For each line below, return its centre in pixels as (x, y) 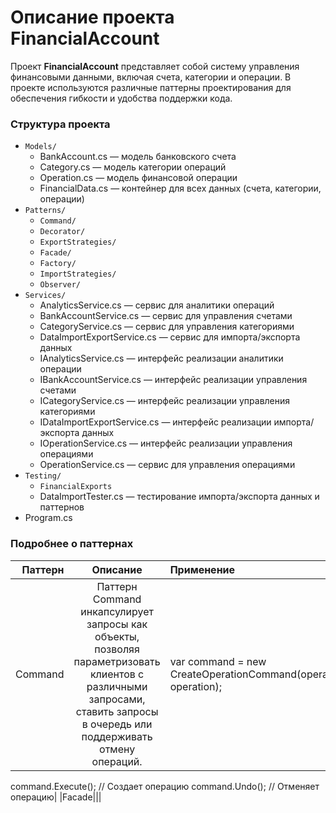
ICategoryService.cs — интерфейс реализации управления (165, 401)
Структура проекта (60, 124)
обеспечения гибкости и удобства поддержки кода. (121, 98)
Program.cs (48, 518)
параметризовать (117, 661)
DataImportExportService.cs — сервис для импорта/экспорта (170, 337)
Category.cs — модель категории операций (133, 167)
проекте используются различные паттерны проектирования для (151, 87)
